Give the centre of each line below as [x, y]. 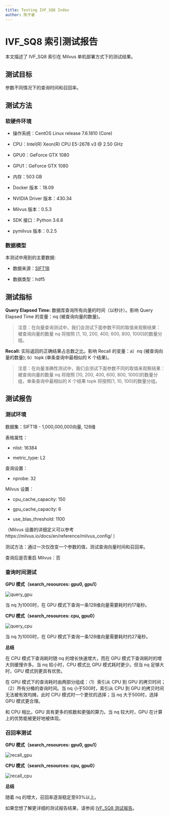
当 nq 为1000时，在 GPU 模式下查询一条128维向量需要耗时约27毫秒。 [78, 637]
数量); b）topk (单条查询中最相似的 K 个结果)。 [63, 358]
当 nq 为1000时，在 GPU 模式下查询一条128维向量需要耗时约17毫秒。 [78, 605]
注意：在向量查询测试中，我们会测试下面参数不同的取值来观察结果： [89, 328]
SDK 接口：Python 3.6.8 [38, 220]
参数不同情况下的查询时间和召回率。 [43, 88]
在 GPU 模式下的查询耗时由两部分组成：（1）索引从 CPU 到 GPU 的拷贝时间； [86, 682]
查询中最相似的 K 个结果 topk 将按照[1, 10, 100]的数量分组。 [98, 381]
